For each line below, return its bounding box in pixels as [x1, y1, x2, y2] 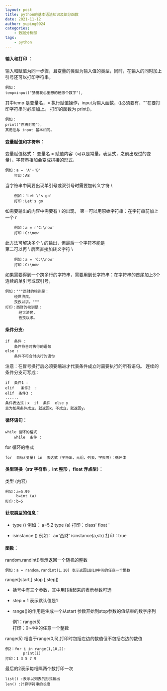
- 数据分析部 [14, 30, 37, 35]
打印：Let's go [14, 199, 43, 204]
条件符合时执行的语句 [14, 344, 51, 349]
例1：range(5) [12, 619, 41, 625]
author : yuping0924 [5, 21, 46, 26]
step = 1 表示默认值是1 [12, 598, 58, 604]
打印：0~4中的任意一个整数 [12, 625, 69, 631]
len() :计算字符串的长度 [5, 682, 51, 687]
